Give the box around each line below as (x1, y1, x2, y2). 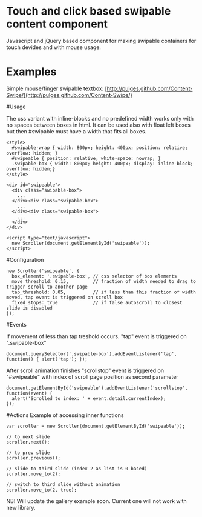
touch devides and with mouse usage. (6, 44, 102, 51)
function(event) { (6, 390, 53, 396)
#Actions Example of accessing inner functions (6, 411, 124, 419)
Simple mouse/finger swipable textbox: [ (6, 85, 108, 92)
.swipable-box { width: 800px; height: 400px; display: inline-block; (11, 161, 194, 167)
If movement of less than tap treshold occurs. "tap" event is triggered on (6, 332, 187, 340)
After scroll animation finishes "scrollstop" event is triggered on (6, 367, 165, 374)
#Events (6, 321, 27, 328)
